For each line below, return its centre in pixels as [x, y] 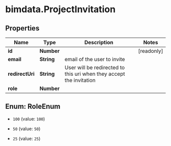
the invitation [80, 80]
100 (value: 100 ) [29, 119]
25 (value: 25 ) [26, 138]
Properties [22, 28]
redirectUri [21, 74]
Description [99, 42]
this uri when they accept [95, 74]
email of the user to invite [95, 59]
